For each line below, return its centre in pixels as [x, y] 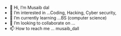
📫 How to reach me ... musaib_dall [44, 28]
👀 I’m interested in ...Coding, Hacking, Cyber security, [63, 13]
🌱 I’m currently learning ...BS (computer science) [58, 18]
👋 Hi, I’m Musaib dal [29, 8]
